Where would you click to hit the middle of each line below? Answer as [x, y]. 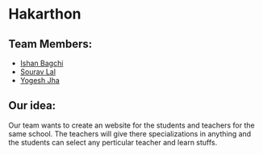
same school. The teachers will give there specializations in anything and [130, 133]
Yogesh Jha [40, 80]
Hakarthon [45, 14]
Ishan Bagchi [42, 63]
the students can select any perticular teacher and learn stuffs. [113, 142]
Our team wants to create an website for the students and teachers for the [132, 125]
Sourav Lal [38, 72]
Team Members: [50, 44]
